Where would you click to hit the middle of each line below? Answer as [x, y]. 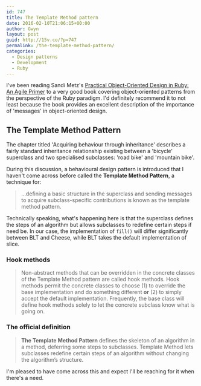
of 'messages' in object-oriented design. [57, 111]
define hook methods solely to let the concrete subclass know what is [108, 305]
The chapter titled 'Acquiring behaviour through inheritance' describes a [96, 145]
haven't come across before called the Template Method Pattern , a [91, 175]
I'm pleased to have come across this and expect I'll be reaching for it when [100, 371]
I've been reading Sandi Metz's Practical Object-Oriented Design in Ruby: [97, 85]
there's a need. [25, 378]
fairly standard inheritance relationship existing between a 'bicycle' [90, 151]
